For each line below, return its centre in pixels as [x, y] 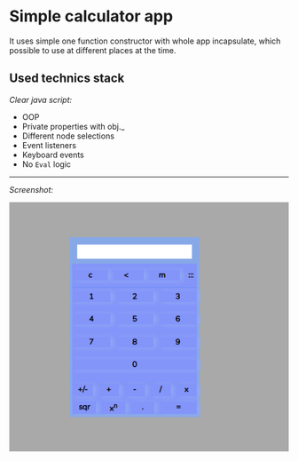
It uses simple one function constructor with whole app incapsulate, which [145, 41]
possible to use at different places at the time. [93, 50]
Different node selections [68, 136]
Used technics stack [67, 79]
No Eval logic [47, 164]
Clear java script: [41, 99]
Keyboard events [53, 155]
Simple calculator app [91, 16]
